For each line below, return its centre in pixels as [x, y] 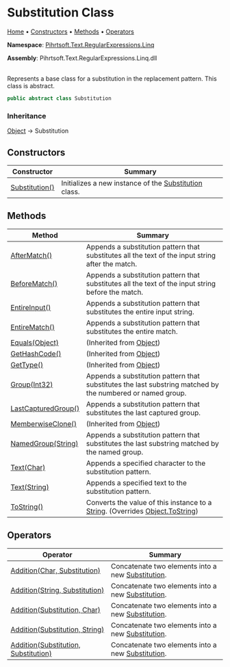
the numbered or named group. [136, 393]
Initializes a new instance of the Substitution [132, 183]
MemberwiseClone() [44, 423]
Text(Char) [28, 467]
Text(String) [30, 487]
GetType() [27, 365]
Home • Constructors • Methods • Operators [71, 31]
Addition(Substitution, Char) [55, 610]
